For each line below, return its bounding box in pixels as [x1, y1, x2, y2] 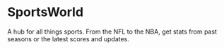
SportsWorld [7, 4, 83, 20]
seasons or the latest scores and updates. [7, 34, 129, 43]
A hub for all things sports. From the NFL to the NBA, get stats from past [7, 27, 218, 36]
